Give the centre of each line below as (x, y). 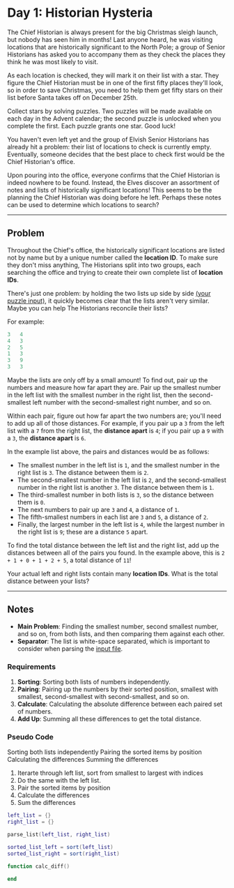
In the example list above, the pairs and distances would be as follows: (108, 452)
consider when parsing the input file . (70, 648)
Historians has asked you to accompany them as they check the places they (116, 54)
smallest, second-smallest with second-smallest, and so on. (103, 697)
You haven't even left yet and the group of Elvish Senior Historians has (108, 139)
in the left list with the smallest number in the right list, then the (97, 395)
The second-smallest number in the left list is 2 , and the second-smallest (122, 480)
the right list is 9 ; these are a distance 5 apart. (83, 532)
